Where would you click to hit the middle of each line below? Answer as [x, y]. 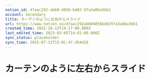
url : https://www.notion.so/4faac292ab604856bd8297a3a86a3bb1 [71, 24]
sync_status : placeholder [32, 38]
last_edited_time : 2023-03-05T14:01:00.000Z [52, 33]
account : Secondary [26, 14]
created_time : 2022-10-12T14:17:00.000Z [48, 28]
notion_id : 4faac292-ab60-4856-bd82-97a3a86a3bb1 [58, 10]
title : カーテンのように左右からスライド [43, 19]
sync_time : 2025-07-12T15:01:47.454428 [47, 42]
